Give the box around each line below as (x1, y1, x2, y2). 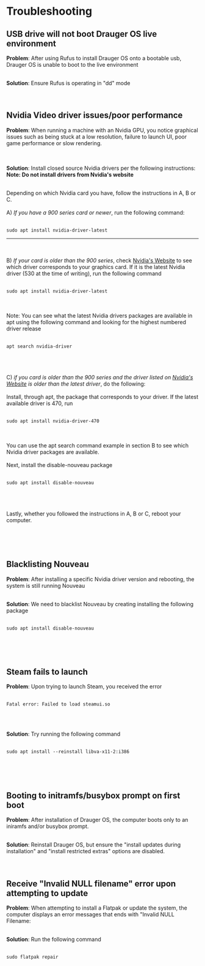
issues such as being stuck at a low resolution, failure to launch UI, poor (6, 133, 187, 140)
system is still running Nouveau (6, 582, 85, 589)
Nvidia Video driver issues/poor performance (6, 110, 183, 121)
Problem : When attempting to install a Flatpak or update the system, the (6, 904, 187, 911)
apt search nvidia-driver (6, 343, 72, 349)
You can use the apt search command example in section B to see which (6, 441, 189, 449)
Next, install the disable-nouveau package (6, 461, 113, 468)
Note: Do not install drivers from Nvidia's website (6, 170, 134, 178)
